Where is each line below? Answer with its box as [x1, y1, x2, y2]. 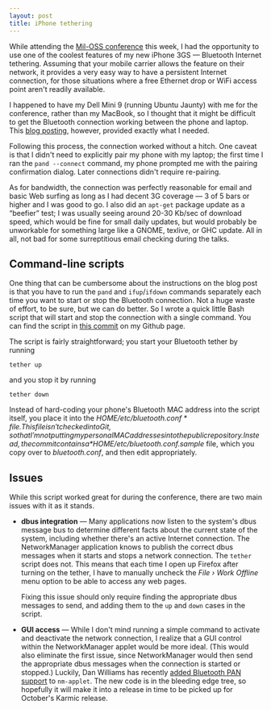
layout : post [9, 11, 53, 20]
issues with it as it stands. [9, 501, 95, 511]
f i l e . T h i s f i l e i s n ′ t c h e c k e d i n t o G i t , [9, 422, 112, 432]
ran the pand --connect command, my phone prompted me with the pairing [9, 158, 258, 168]
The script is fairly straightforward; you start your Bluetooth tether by [9, 337, 239, 346]
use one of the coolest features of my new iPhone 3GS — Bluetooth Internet [9, 50, 262, 60]
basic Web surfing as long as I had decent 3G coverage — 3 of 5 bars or [9, 191, 250, 201]
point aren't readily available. [9, 84, 106, 93]
